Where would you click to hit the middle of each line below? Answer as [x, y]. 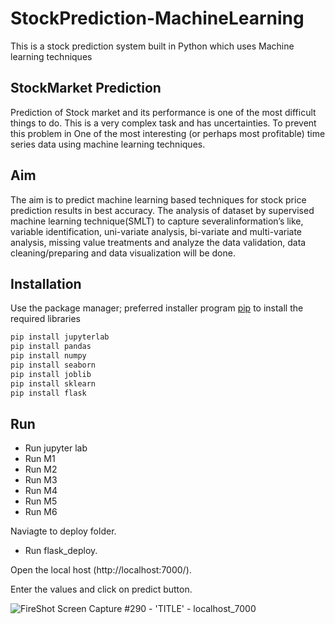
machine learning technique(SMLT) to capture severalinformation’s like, [157, 221]
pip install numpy [48, 356]
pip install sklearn [53, 383]
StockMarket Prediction [86, 88]
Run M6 [41, 512]
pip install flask [48, 393]
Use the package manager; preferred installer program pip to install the [157, 308]
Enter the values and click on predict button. [101, 589]
